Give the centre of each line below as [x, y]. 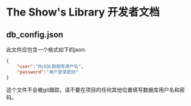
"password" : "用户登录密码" [48, 72]
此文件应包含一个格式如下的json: [46, 49]
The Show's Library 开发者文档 [83, 12]
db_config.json [35, 34]
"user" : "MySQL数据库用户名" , [50, 66]
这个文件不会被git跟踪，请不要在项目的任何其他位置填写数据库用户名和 [93, 89]
